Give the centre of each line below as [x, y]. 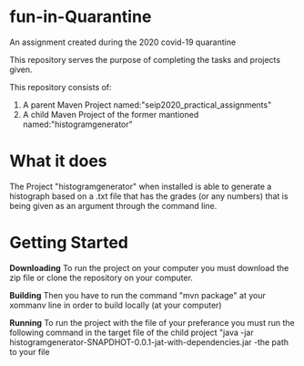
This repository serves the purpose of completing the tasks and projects [145, 59]
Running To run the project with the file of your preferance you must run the [152, 322]
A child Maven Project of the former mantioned [111, 114]
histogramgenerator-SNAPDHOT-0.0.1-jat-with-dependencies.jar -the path [149, 342]
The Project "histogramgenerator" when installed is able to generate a [141, 186]
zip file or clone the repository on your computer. [101, 277]
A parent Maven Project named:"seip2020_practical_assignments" [147, 105]
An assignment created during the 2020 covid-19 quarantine [123, 42]
